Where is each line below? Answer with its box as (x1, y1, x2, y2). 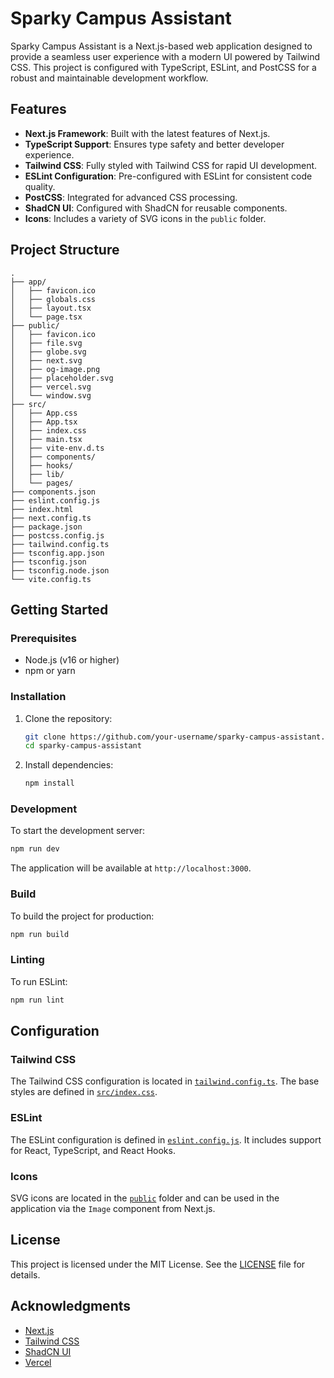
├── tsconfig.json (10, 557, 87, 567)
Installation (10, 690, 67, 704)
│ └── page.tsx (10, 312, 83, 322)
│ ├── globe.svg (10, 347, 87, 357)
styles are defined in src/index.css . (10, 1086, 158, 1098)
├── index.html (10, 504, 74, 514)
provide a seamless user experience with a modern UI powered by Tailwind (10, 50, 321, 62)
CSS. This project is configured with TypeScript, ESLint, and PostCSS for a (10, 61, 317, 73)
